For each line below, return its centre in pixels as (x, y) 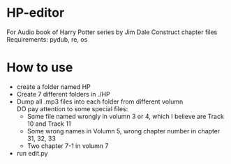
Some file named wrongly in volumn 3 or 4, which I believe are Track (126, 116)
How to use (40, 68)
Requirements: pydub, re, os (47, 39)
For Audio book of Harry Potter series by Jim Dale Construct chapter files (112, 32)
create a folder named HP (54, 87)
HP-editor (36, 13)
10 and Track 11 (49, 124)
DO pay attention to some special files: (72, 108)
